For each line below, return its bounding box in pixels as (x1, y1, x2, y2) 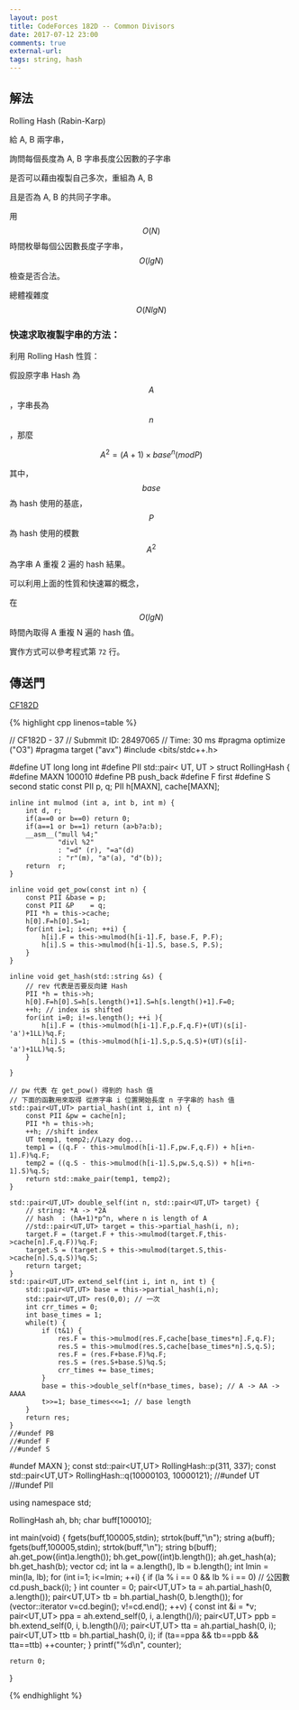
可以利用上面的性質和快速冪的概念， (9, 578, 144, 589)
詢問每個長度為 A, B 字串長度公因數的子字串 (9, 153, 171, 163)
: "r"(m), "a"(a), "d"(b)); (57, 854, 164, 863)
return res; (25, 1413, 70, 1422)
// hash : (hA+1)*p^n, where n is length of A (25, 1215, 207, 1224)
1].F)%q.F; (9, 1151, 50, 1160)
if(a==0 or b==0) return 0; (25, 814, 131, 824)
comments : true (9, 38, 67, 48)
